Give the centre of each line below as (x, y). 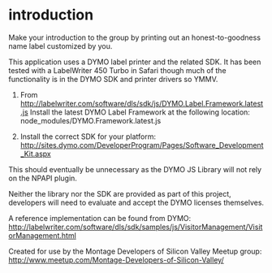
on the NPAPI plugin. (43, 178)
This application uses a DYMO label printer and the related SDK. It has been (135, 62)
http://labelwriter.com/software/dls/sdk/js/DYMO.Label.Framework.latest (142, 103)
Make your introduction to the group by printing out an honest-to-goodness (135, 37)
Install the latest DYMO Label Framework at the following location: (140, 112)
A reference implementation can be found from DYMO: (100, 218)
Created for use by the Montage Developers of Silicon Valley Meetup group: (135, 251)
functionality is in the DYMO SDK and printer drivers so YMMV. (113, 79)
